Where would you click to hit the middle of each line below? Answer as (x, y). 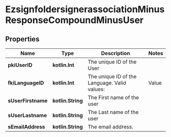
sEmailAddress (26, 127)
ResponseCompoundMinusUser (75, 20)
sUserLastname (27, 115)
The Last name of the (113, 112)
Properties (22, 39)
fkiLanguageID (26, 83)
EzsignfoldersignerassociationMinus (85, 9)
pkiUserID (20, 65)
